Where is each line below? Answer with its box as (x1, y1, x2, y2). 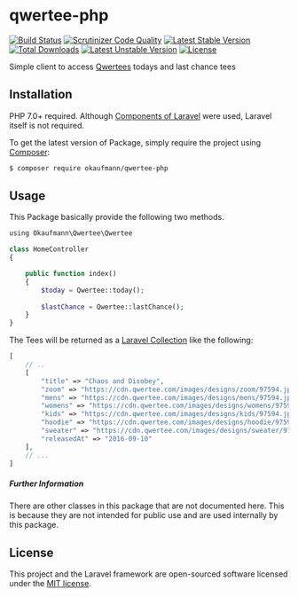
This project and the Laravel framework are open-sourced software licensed (9, 569, 288, 579)
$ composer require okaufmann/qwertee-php (9, 163, 169, 173)
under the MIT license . (9, 578, 91, 589)
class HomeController (9, 245, 90, 254)
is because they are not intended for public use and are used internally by (9, 510, 278, 521)
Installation (9, 87, 73, 102)
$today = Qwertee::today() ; (41, 286, 145, 295)
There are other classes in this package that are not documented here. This (9, 500, 285, 511)
